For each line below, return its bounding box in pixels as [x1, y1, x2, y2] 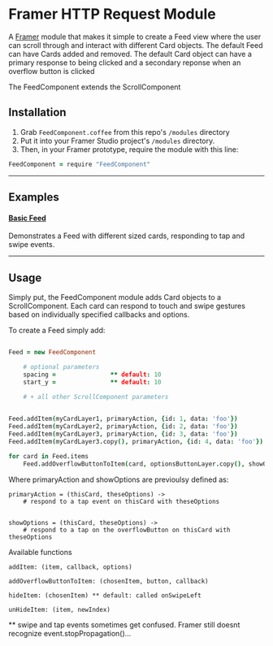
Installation [8, 106, 67, 119]
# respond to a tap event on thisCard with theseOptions [23, 497, 220, 505]
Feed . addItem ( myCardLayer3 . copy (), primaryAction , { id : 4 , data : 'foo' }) [8, 437, 264, 445]
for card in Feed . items [8, 452, 89, 460]
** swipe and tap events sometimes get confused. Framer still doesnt [8, 619, 240, 630]
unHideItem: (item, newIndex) [8, 605, 111, 613]
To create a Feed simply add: [8, 326, 106, 336]
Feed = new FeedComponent [8, 349, 96, 357]
